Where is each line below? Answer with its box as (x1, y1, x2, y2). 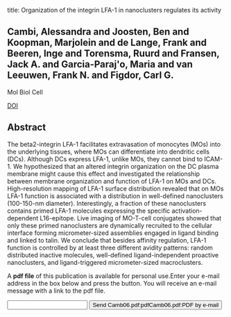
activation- (171, 206, 203, 215)
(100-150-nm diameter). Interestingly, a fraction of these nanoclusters (7, 199, 207, 207)
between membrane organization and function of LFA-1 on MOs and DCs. (7, 177, 217, 185)
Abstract (7, 122, 46, 133)
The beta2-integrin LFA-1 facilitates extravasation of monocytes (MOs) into (7, 140, 221, 148)
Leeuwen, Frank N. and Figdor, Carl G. (7, 70, 174, 81)
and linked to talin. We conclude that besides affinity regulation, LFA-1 (7, 236, 207, 244)
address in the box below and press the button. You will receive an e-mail (7, 279, 217, 287)
